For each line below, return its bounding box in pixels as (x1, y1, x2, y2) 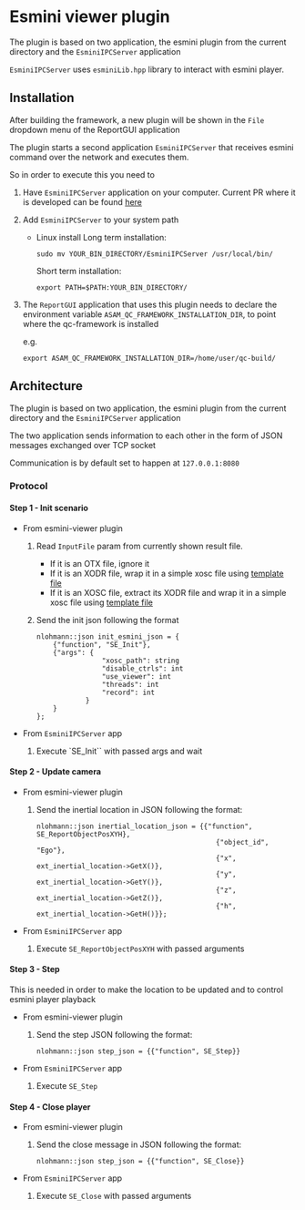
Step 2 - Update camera (9, 766, 102, 777)
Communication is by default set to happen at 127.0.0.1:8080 (9, 457, 239, 468)
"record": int (101, 688, 156, 697)
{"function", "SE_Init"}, (53, 640, 152, 649)
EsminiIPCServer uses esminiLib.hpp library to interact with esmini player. (9, 64, 285, 75)
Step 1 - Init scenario (9, 503, 89, 514)
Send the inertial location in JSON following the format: (36, 804, 243, 815)
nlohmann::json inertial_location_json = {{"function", (36, 822, 253, 831)
